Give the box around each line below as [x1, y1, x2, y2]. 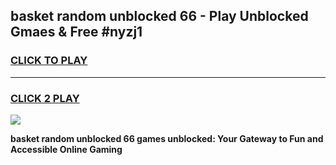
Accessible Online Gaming [10, 143, 123, 155]
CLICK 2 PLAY [10, 91, 80, 105]
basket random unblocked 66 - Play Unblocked [10, 8, 309, 25]
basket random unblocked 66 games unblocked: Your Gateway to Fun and [10, 132, 324, 144]
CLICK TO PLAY [10, 54, 88, 68]
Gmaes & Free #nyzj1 [10, 24, 143, 41]
